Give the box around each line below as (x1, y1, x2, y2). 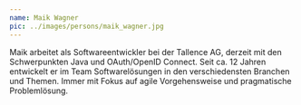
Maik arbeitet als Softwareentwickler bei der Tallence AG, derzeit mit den (9, 46, 283, 57)
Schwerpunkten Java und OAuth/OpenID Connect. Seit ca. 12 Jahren (9, 56, 267, 67)
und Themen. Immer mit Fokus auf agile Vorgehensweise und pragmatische (9, 75, 292, 86)
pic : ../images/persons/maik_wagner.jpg (9, 22, 165, 31)
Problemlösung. (9, 85, 69, 96)
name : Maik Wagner (9, 13, 79, 23)
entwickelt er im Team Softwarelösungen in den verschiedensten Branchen (9, 65, 290, 77)
